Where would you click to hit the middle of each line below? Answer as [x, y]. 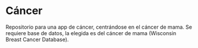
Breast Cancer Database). [37, 39]
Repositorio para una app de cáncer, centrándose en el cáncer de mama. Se [99, 27]
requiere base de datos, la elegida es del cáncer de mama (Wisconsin [91, 33]
